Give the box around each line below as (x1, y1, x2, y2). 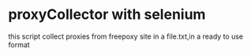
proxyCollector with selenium (8, 6, 206, 24)
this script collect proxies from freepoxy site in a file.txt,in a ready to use (8, 32, 244, 41)
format (8, 39, 30, 49)
